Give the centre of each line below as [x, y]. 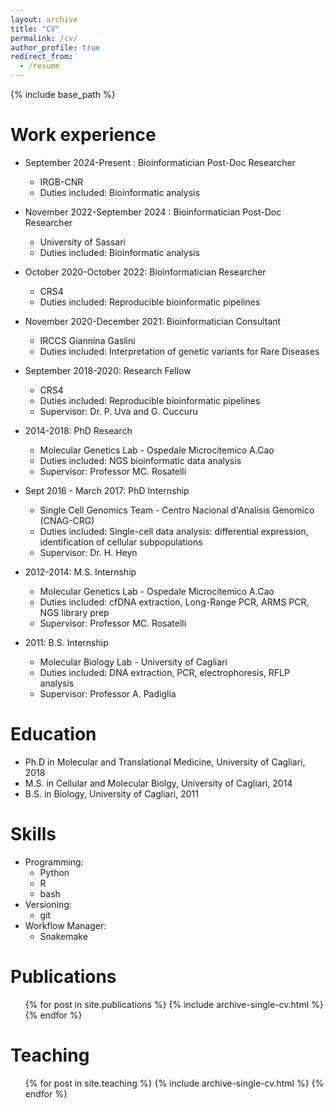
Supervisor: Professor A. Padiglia [108, 693]
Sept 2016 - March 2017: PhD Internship [107, 490]
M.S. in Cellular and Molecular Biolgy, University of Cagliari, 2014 [158, 783]
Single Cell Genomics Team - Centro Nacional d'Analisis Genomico [177, 510]
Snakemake [63, 936]
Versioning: [48, 904]
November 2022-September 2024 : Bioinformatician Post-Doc [153, 212]
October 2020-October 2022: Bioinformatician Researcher [145, 272]
